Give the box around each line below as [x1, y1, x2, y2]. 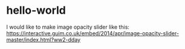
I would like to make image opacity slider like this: [6, 23, 130, 30]
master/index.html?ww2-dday [6, 36, 80, 43]
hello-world [6, 4, 67, 17]
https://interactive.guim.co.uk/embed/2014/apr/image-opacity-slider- [6, 29, 180, 36]
